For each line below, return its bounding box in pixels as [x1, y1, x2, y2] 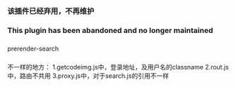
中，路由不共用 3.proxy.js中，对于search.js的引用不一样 [7, 72, 170, 80]
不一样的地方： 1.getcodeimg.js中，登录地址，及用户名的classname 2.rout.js [7, 62, 230, 71]
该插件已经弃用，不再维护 [7, 6, 95, 15]
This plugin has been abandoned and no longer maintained [7, 25, 213, 35]
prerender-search [7, 44, 59, 53]
